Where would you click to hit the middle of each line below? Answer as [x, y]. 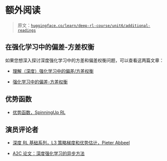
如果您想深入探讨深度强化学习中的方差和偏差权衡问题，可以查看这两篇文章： [85, 60]
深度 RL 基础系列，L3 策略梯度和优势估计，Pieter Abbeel [71, 143]
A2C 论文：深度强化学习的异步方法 [49, 153]
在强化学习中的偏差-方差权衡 [50, 47]
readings [27, 30]
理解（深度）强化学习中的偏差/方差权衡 [53, 71]
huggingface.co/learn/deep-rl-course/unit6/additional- [91, 26]
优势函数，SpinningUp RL [39, 112]
